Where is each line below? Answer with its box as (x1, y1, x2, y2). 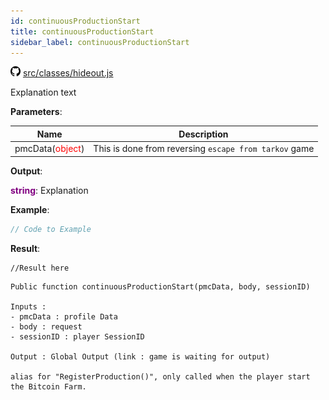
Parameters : (10, 106, 63, 118)
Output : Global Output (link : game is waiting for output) (10, 351, 271, 362)
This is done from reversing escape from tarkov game (93, 143, 315, 155)
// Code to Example (10, 224, 92, 234)
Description (178, 128, 229, 140)
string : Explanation (10, 184, 89, 196)
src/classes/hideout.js (22, 67, 114, 79)
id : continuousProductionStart (10, 16, 141, 26)
